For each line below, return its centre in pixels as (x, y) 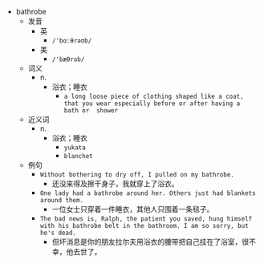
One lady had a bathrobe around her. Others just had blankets (148, 193)
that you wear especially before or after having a (152, 104)
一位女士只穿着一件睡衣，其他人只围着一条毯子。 (133, 209)
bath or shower (91, 111)
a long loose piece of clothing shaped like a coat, (154, 96)
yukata (75, 148)
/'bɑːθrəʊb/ (72, 41)
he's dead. (58, 233)
